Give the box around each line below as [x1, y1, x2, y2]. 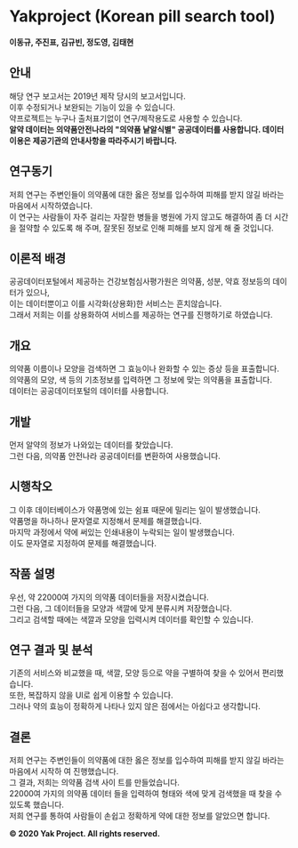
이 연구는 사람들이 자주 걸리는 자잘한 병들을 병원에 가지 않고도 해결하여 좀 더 [9, 211, 273, 222]
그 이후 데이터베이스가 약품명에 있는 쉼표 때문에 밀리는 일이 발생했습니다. [9, 505, 261, 515]
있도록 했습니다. [9, 799, 65, 811]
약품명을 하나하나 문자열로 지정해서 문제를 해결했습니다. [9, 515, 202, 526]
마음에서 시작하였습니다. [9, 200, 93, 211]
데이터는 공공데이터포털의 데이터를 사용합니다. [9, 385, 169, 397]
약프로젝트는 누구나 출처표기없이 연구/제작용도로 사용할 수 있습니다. [9, 113, 243, 124]
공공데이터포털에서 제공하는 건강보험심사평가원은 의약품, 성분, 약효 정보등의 [9, 276, 271, 287]
